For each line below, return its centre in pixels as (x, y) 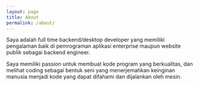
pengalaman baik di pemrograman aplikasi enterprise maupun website (93, 46)
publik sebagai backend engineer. (48, 53)
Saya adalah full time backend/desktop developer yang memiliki (85, 40)
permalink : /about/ (31, 23)
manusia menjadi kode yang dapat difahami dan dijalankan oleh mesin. (94, 77)
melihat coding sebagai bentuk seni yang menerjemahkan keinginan (91, 70)
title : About (23, 17)
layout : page (23, 12)
